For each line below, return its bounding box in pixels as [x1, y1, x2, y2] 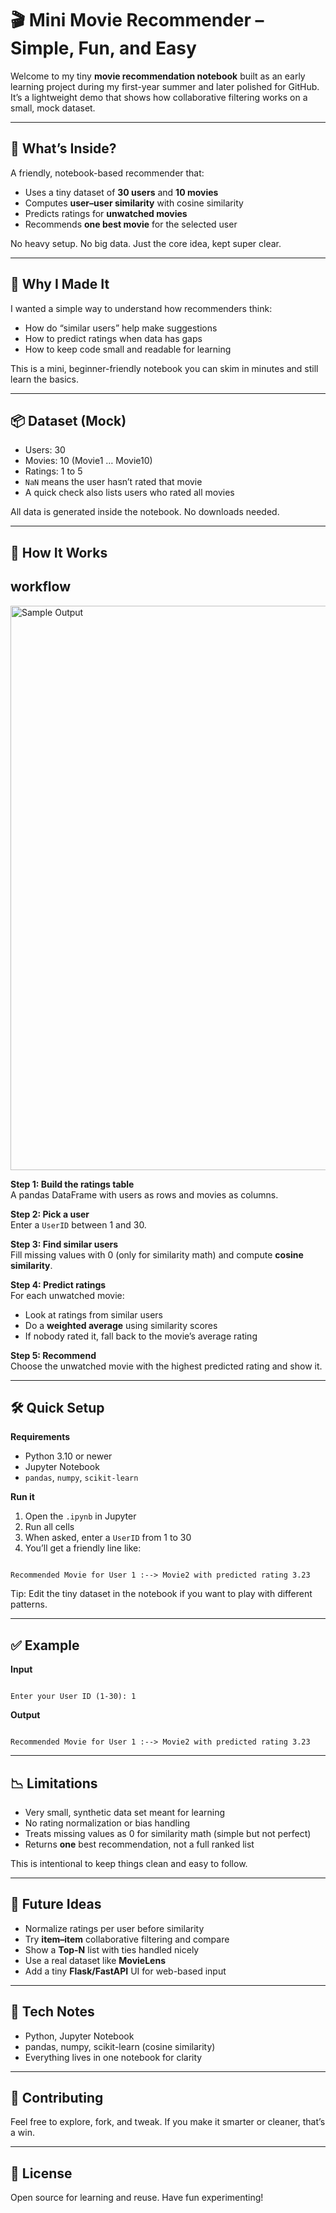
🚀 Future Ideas [10, 1896, 102, 1913]
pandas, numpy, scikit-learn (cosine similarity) [24, 2040, 216, 2052]
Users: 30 [24, 444, 66, 456]
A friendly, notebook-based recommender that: [10, 167, 205, 179]
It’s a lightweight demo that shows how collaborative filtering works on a [10, 91, 308, 103]
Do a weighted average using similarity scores [24, 1319, 218, 1331]
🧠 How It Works [10, 544, 108, 561]
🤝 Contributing [10, 2090, 104, 2107]
